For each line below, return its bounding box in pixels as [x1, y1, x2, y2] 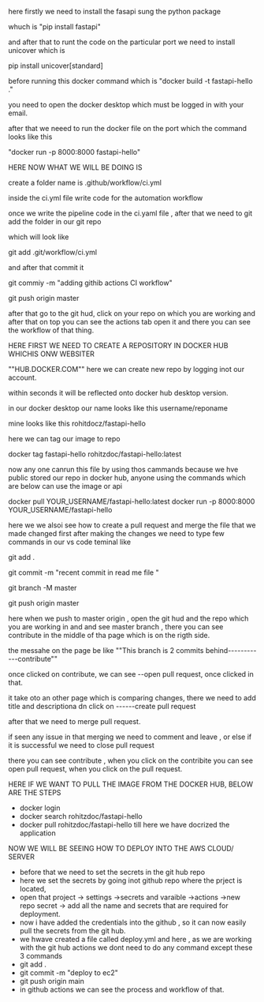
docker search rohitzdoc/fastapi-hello [19, 812, 143, 820]
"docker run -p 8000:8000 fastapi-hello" [8, 148, 141, 156]
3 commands [19, 951, 63, 960]
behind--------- [205, 646, 257, 655]
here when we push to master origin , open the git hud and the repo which [8, 614, 249, 623]
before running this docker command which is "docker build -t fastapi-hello [8, 77, 254, 85]
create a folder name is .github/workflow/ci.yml [8, 178, 162, 187]
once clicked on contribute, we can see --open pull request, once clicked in [8, 670, 254, 678]
